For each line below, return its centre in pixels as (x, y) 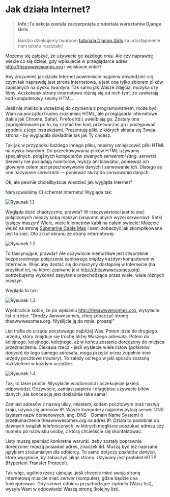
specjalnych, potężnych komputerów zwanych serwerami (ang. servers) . (81, 156)
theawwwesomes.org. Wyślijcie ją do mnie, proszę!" (60, 321)
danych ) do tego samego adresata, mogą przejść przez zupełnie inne (78, 353)
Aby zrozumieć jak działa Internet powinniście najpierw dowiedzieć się (79, 77)
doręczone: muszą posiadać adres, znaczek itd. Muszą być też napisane (81, 447)
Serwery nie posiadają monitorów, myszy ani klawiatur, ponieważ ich (77, 161)
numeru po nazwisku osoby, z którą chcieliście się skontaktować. (74, 431)
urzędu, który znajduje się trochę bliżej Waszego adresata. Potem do (77, 337)
